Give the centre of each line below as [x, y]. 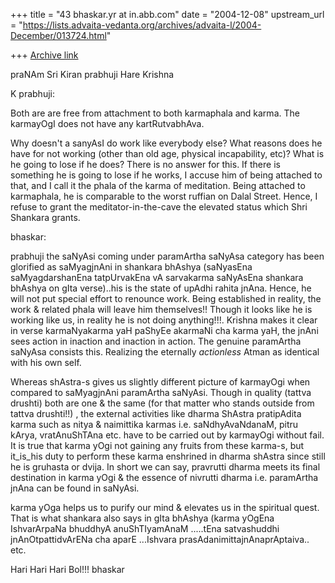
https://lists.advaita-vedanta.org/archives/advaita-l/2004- [142, 25]
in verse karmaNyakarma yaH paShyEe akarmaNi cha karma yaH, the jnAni [164, 330]
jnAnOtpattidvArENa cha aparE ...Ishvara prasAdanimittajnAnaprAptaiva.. [160, 539]
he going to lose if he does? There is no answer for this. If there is [145, 164]
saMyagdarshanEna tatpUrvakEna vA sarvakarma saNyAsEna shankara [157, 277]
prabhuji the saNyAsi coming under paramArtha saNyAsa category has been [167, 256]
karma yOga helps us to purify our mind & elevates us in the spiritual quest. [165, 507]
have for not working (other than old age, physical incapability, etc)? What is [167, 153]
